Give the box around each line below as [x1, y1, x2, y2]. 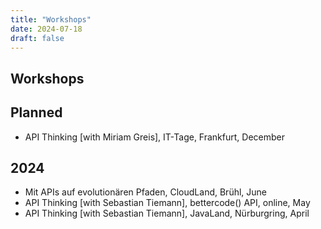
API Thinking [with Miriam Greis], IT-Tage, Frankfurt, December [24, 131, 285, 143]
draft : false [10, 33, 65, 43]
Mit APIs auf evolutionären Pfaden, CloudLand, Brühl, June [24, 186, 267, 198]
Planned [10, 104, 63, 121]
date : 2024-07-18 [10, 24, 83, 34]
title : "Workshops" [10, 14, 92, 25]
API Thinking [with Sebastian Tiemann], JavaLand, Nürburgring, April [24, 207, 310, 220]
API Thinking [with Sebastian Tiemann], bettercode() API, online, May [24, 197, 311, 209]
